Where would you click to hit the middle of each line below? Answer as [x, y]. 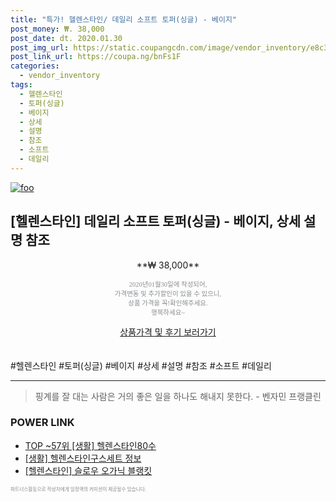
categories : [35, 66]
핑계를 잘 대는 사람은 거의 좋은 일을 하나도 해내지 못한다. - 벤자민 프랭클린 [178, 396]
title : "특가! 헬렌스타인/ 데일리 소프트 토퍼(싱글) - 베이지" [123, 19]
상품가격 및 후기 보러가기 [168, 332]
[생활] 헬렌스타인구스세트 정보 [83, 458]
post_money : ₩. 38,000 [57, 29]
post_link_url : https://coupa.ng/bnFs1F [96, 57]
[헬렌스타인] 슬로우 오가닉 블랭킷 [88, 470]
